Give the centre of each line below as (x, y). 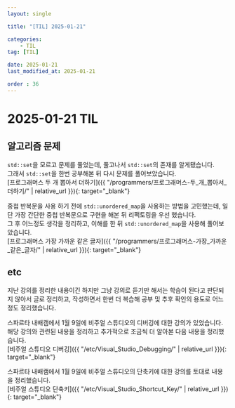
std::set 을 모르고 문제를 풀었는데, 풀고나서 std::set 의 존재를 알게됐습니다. (111, 164)
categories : (25, 39)
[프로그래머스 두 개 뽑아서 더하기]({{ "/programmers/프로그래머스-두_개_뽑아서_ (117, 182)
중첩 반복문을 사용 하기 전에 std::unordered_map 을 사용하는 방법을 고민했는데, (114, 206)
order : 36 (23, 84)
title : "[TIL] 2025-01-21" (47, 26)
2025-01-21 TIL (53, 118)
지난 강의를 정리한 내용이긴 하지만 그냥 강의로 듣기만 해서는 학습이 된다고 (106, 290)
